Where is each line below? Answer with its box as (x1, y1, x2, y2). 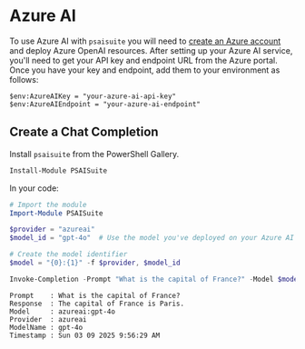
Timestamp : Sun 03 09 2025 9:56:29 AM (9, 331, 161, 340)
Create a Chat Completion (9, 125, 159, 140)
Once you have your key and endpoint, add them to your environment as (9, 65, 280, 75)
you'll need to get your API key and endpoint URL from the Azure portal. (9, 55, 279, 65)
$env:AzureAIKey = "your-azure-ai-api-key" (9, 92, 177, 101)
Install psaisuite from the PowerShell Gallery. (9, 148, 180, 159)
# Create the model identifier (9, 250, 128, 259)
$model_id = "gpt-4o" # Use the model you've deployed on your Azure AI (9, 234, 295, 243)
